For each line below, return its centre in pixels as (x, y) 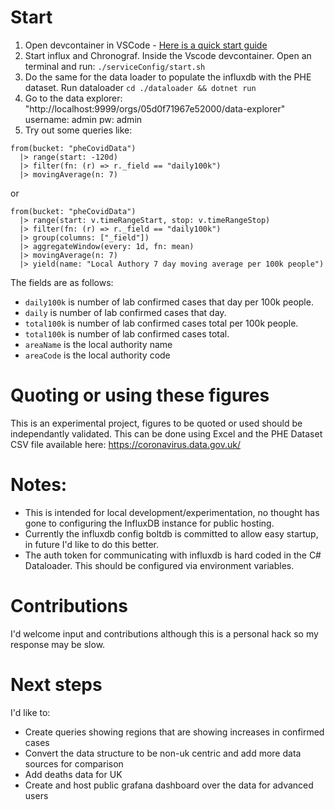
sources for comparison (74, 763)
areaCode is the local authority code (97, 355)
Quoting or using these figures (140, 395)
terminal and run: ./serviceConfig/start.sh (115, 66)
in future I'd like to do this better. (91, 544)
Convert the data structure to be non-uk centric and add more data (163, 753)
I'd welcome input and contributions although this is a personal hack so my (164, 633)
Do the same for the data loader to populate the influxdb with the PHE (168, 77)
